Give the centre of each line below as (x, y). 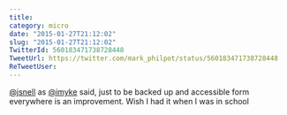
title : (21, 17)
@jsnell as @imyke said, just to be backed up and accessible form (129, 92)
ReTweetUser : (33, 67)
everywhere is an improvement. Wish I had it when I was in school (129, 101)
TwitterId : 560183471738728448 (67, 50)
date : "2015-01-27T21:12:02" (63, 34)
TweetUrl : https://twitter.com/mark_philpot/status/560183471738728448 (143, 58)
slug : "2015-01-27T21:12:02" (63, 42)
